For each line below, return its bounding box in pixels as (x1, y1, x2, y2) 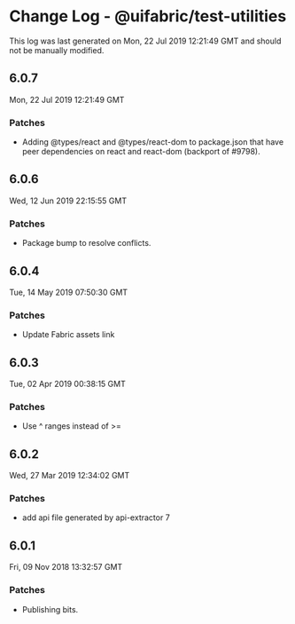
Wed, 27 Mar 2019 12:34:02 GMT (9, 470, 130, 481)
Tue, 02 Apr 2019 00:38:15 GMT (9, 379, 126, 390)
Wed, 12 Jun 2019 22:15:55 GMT (9, 195, 127, 206)
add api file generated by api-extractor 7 (21, 512, 170, 523)
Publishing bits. (21, 604, 79, 614)
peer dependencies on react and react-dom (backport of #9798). (21, 146, 260, 157)
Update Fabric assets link (21, 329, 115, 340)
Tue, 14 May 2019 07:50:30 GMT (9, 287, 128, 297)
